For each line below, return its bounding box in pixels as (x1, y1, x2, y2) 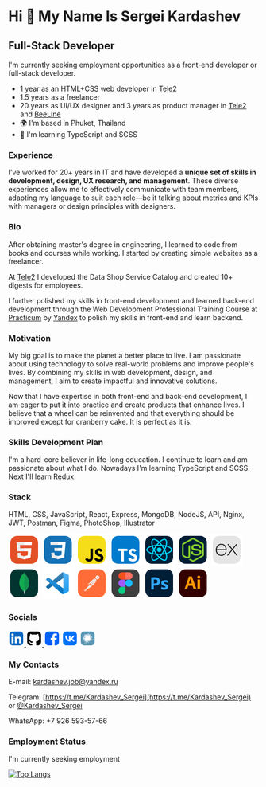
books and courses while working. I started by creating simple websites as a (8, 248, 258, 257)
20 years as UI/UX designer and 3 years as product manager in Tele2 (19, 101, 247, 110)
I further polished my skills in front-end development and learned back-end (8, 296, 255, 305)
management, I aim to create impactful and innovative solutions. (8, 376, 218, 386)
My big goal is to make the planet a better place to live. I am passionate (8, 350, 241, 360)
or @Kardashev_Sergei (8, 701, 83, 711)
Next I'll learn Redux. (8, 472, 77, 481)
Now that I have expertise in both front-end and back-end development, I (8, 391, 248, 401)
